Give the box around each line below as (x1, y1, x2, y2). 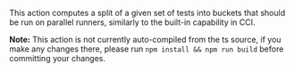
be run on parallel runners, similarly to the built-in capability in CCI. (9, 17, 256, 28)
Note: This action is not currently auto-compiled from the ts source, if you (9, 35, 281, 44)
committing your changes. (9, 53, 105, 63)
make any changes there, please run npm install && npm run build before (9, 44, 284, 54)
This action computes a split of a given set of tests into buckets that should (9, 8, 286, 18)
